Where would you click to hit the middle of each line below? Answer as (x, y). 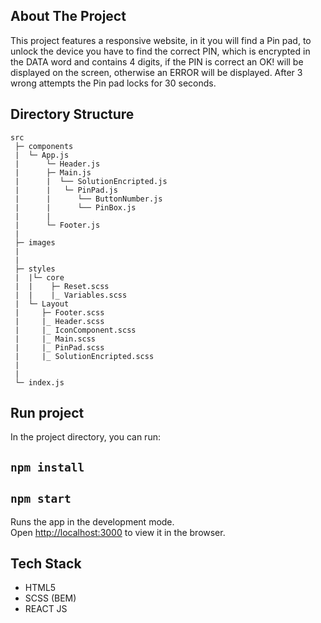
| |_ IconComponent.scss (75, 330)
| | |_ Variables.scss (71, 295)
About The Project (68, 16)
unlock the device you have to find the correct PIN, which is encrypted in (160, 51)
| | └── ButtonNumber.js (88, 199)
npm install (47, 467)
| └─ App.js (42, 155)
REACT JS (46, 609)
